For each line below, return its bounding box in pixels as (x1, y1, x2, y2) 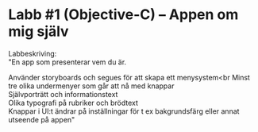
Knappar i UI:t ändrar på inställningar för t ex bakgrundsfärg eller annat (8, 106, 240, 116)
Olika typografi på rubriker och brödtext (8, 98, 139, 107)
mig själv (8, 22, 69, 41)
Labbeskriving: (8, 49, 57, 58)
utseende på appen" (8, 115, 75, 124)
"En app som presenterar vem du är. (8, 57, 127, 67)
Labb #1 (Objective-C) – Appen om (8, 6, 239, 24)
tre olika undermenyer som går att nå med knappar (8, 81, 175, 91)
